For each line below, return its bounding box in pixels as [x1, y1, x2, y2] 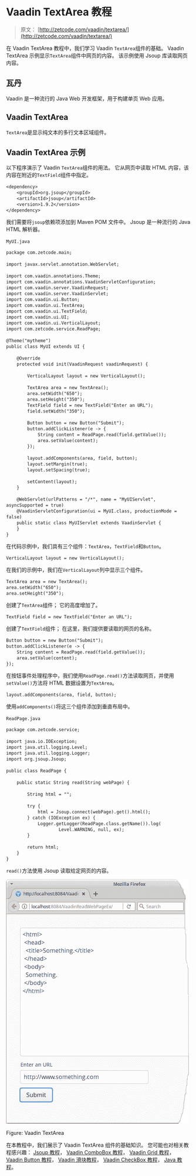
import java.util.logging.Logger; [6, 751, 91, 756]
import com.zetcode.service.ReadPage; [6, 326, 101, 332]
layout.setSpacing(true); [27, 467, 91, 473]
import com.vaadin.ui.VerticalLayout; [6, 320, 101, 326]
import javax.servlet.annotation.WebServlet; [6, 262, 119, 267]
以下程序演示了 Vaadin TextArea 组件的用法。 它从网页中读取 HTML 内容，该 [6, 164, 189, 171]
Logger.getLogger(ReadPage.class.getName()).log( [37, 821, 161, 827]
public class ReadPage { [6, 768, 67, 774]
